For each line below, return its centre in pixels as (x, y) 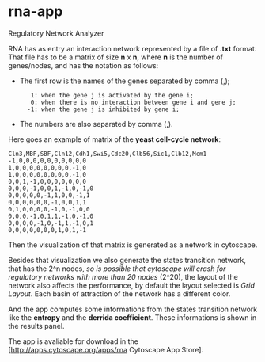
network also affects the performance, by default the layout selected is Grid (132, 285)
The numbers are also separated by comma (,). (96, 124)
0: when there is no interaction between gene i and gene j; (133, 102)
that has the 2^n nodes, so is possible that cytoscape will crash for (117, 269)
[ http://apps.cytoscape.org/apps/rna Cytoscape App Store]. (106, 349)
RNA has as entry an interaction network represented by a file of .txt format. (132, 48)
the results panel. (36, 326)
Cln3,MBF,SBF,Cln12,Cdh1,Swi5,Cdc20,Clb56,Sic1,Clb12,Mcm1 (108, 154)
